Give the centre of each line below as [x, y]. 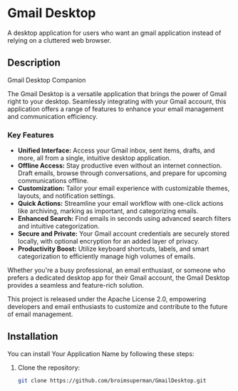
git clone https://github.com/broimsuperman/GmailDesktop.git [112, 380]
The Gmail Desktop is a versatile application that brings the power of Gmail [117, 93]
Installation [33, 337]
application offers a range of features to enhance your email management [116, 109]
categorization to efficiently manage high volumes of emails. [106, 256]
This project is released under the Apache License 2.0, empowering [107, 299]
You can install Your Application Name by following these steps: [101, 353]
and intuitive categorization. [58, 226]
